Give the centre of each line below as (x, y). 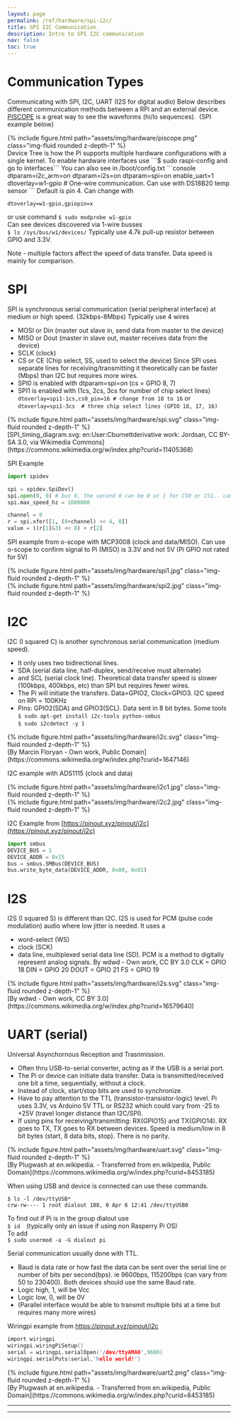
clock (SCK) (35, 947)
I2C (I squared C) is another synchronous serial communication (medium (113, 641)
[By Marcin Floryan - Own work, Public (64, 752)
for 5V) (18, 557)
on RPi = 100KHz (42, 700)
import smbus (27, 844)
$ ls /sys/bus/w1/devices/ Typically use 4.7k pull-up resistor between (111, 232)
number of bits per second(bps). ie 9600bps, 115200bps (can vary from (122, 1275)
